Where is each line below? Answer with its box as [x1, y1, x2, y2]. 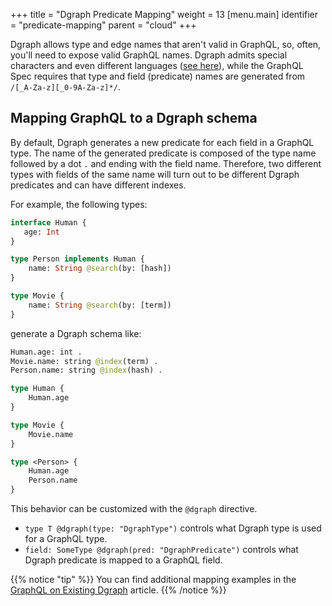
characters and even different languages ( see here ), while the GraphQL [10, 60, 304, 71]
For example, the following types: [10, 198, 148, 210]
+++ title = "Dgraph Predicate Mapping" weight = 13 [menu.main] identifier [10, 9, 319, 20]
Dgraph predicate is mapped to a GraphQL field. [24, 554, 223, 566]
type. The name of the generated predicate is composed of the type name [10, 147, 317, 159]
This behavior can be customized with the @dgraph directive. [10, 503, 258, 515]
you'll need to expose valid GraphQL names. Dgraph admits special [10, 49, 288, 61]
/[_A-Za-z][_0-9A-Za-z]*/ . [10, 81, 121, 93]
